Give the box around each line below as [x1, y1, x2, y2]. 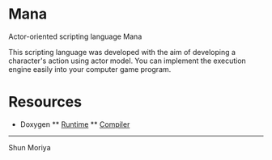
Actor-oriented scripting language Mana [8, 32, 142, 41]
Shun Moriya [8, 142, 51, 152]
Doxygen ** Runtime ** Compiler [19, 119, 130, 129]
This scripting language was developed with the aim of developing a [8, 47, 236, 57]
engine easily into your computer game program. [8, 64, 172, 74]
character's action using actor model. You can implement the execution [8, 56, 247, 65]
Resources [8, 93, 83, 112]
